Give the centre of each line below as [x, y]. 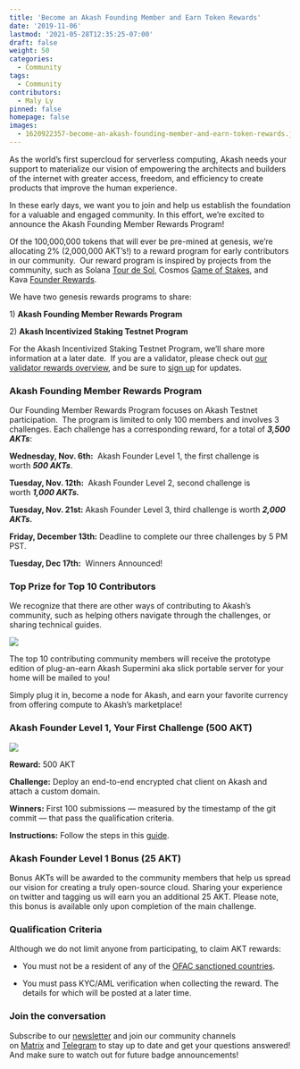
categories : [31, 59]
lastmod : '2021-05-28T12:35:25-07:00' [81, 34]
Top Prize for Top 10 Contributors [83, 586]
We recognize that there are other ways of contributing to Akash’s [130, 606]
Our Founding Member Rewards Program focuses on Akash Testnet [133, 410]
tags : [19, 76]
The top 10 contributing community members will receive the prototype [140, 659]
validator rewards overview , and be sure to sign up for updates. [126, 367]
